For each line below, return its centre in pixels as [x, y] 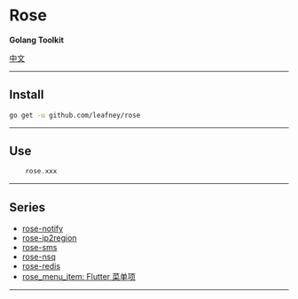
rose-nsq [39, 257]
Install [27, 95]
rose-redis [41, 266]
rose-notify [43, 229]
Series [27, 207]
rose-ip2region [49, 238]
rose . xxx [41, 172]
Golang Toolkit [37, 40]
